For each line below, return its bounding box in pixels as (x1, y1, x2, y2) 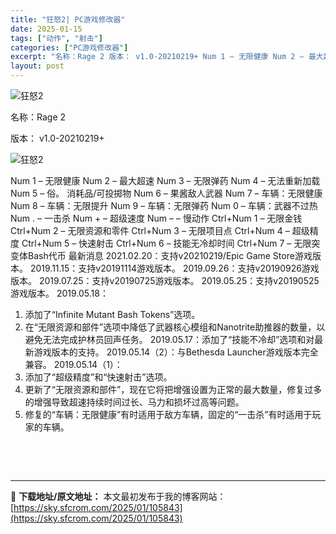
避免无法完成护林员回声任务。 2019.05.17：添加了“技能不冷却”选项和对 (24, 334, 315, 345)
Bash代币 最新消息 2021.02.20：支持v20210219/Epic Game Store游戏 (27, 250, 313, 261)
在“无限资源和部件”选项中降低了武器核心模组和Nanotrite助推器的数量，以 (24, 321, 326, 333)
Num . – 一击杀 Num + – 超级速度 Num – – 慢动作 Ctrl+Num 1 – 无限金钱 (10, 212, 303, 224)
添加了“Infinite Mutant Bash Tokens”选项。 (24, 309, 201, 320)
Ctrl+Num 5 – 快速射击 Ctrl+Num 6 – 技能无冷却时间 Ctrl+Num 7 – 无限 (21, 237, 312, 249)
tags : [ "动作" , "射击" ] (10, 33, 103, 43)
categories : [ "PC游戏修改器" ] (10, 42, 129, 53)
